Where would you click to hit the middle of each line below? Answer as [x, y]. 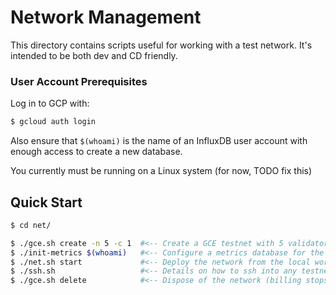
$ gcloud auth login [53, 122]
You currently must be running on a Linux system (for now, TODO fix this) [161, 171]
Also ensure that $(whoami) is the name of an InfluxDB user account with [159, 141]
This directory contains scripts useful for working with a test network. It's [161, 45]
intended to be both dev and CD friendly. [94, 55]
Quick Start [46, 202]
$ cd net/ [31, 225]
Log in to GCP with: [50, 103]
